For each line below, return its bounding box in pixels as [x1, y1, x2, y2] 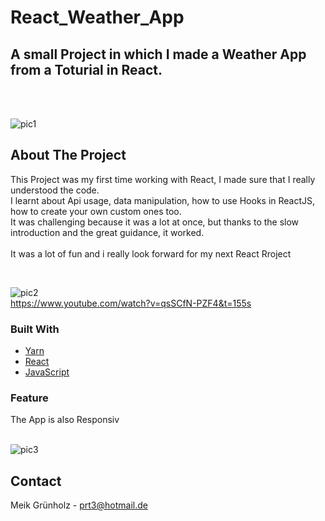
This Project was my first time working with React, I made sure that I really [10, 173, 316, 185]
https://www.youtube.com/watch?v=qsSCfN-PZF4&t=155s [10, 297, 252, 309]
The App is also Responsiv [10, 414, 120, 426]
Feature [10, 391, 49, 405]
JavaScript [24, 366, 70, 378]
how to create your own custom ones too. [10, 205, 182, 217]
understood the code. [10, 184, 100, 196]
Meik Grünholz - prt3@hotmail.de [10, 499, 148, 511]
